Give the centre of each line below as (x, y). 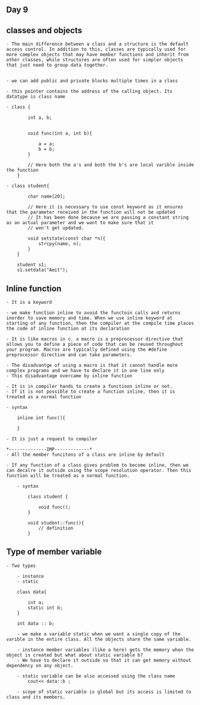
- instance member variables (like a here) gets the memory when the (106, 650)
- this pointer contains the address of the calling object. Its (89, 92)
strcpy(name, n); (60, 244)
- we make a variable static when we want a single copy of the (99, 634)
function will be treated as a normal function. (68, 476)
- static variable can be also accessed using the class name (96, 676)
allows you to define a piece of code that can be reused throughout (95, 345)
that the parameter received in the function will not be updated (91, 213)
